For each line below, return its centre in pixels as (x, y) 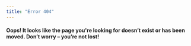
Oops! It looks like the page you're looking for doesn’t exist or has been (95, 31)
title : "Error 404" (30, 11)
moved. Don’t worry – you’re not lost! (53, 37)
